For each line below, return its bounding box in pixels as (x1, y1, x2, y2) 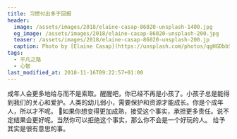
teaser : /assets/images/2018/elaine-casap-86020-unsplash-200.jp (13, 37, 210, 44)
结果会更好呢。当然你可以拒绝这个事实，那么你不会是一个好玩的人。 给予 (13, 115, 226, 124)
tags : (7, 50, 23, 57)
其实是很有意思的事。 (7, 124, 69, 133)
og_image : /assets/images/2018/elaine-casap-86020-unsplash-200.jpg (13, 29, 219, 37)
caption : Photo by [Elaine (13, 43, 93, 50)
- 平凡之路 (13, 56, 42, 63)
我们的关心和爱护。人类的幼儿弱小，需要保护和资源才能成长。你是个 (13, 98, 212, 106)
